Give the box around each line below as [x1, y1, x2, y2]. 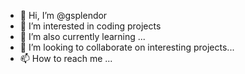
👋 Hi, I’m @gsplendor [19, 10, 108, 21]
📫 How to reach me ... [19, 53, 113, 64]
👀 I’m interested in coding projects [19, 20, 162, 32]
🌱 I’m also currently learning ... [19, 31, 146, 42]
